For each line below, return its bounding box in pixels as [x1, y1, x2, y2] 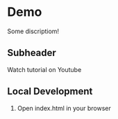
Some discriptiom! [7, 27, 60, 35]
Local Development [7, 86, 93, 98]
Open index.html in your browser [17, 104, 111, 112]
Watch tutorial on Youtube [7, 65, 82, 73]
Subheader [7, 47, 57, 59]
